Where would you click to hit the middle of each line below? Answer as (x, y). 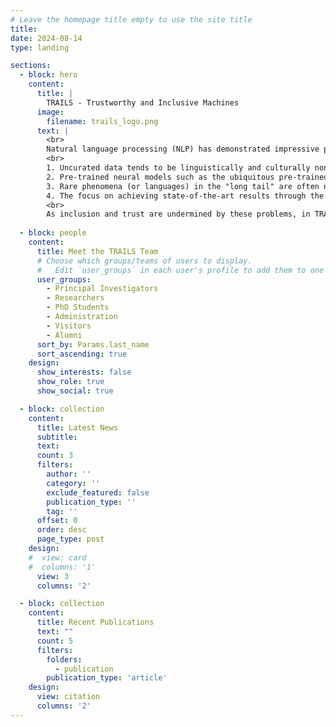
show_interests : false (84, 372)
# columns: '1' (62, 567)
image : (50, 112)
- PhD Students (78, 307)
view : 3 (53, 576)
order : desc (61, 530)
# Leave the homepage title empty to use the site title (131, 19)
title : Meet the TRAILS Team (97, 251)
